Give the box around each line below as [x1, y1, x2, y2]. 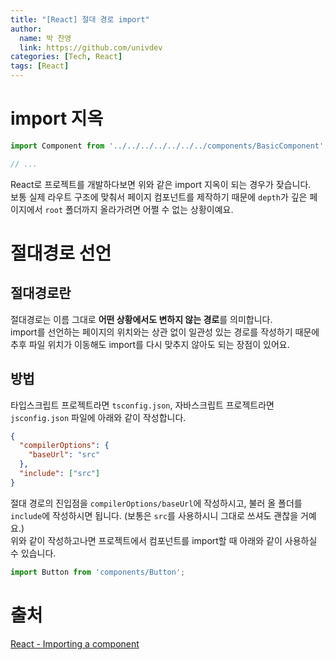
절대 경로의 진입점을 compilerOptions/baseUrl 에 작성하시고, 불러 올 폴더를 [10, 497, 303, 509]
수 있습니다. [10, 547, 57, 559]
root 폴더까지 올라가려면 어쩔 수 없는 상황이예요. [44, 203, 234, 215]
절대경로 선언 [10, 242, 112, 265]
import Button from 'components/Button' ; [10, 567, 186, 577]
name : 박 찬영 [19, 33, 72, 43]
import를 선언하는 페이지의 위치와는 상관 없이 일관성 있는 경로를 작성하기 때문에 [10, 326, 320, 338]
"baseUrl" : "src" [28, 450, 101, 460]
